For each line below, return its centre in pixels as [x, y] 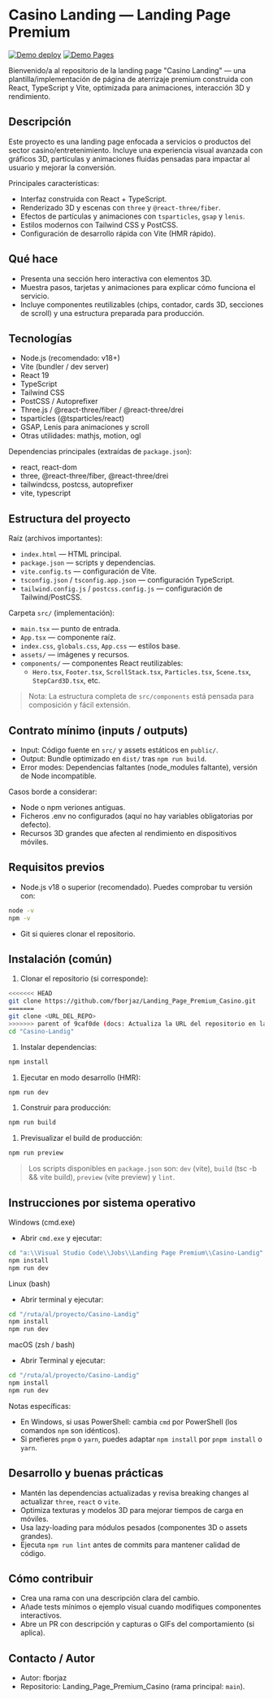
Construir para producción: [65, 1107]
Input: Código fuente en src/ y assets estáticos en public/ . [119, 750]
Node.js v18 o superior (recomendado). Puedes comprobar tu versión [136, 886]
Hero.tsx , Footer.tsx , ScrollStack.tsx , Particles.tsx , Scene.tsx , [142, 672]
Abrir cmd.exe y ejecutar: [61, 1237]
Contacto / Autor [52, 1658]
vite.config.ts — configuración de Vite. [88, 571]
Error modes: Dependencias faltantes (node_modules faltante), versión [139, 767]
